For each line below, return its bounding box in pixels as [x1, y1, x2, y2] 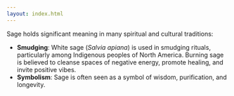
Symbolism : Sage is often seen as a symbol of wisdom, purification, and [16, 73, 228, 81]
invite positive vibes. [16, 65, 77, 74]
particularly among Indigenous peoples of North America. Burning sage [16, 50, 224, 59]
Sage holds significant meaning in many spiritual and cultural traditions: [6, 29, 214, 38]
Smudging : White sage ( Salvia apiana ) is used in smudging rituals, [16, 43, 212, 51]
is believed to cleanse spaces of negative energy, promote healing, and [16, 57, 224, 67]
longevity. [16, 80, 46, 88]
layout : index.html [6, 10, 64, 18]
